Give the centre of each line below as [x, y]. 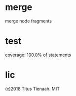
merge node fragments [28, 21]
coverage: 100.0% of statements [38, 55]
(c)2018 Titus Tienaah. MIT [33, 89]
